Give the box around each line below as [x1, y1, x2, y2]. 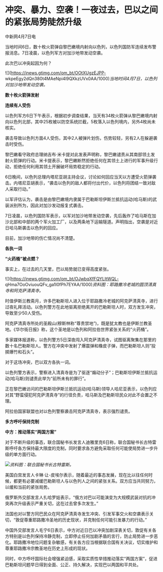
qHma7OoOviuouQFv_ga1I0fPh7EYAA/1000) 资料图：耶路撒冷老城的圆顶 [5, 281, 148, 287]
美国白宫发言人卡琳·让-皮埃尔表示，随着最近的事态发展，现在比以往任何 [5, 472, 149, 478]
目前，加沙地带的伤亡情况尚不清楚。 [5, 235, 78, 241]
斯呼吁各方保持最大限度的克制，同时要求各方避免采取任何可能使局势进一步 [5, 445, 154, 451]
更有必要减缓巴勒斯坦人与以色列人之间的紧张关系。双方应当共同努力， [17, 478, 158, 484]
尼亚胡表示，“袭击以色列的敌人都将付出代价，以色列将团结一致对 [21, 180, 152, 186]
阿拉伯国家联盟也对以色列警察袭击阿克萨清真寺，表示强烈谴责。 [5, 408, 132, 414]
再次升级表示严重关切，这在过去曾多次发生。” [9, 500, 98, 506]
